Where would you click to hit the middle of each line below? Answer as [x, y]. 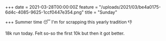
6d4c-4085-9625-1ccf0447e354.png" [45, 12]
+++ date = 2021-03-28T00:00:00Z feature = [52, 7]
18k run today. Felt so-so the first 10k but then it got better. [65, 33]
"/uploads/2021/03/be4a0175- [130, 7]
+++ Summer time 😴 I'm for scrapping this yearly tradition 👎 [69, 22]
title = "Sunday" [101, 12]
